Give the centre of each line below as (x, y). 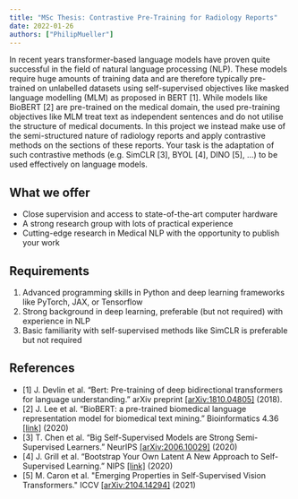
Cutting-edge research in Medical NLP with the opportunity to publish (151, 233)
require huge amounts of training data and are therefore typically (129, 79)
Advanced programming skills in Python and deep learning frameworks (153, 293)
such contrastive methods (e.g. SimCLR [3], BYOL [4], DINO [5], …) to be (144, 155)
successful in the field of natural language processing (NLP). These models (149, 69)
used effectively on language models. (78, 164)
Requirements (49, 271)
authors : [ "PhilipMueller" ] (62, 34)
